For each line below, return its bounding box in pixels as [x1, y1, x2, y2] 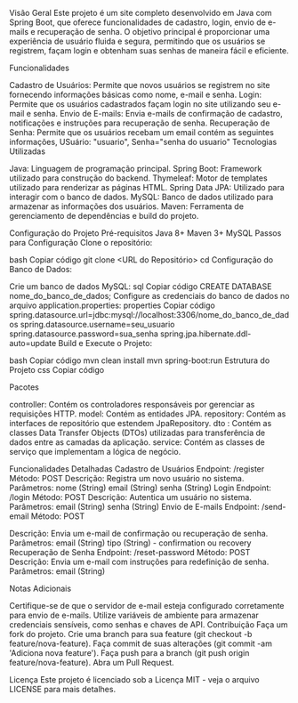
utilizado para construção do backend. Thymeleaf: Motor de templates [9, 173, 269, 183]
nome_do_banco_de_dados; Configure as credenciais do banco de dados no [9, 291, 290, 301]
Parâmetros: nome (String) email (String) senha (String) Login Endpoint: [9, 482, 271, 493]
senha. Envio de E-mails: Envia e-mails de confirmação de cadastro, [32, 109, 283, 118]
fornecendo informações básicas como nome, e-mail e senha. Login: [9, 89, 262, 100]
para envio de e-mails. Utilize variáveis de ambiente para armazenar [9, 610, 260, 620]
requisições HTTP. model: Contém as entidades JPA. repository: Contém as [9, 408, 286, 419]
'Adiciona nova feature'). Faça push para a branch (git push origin [9, 648, 250, 658]
